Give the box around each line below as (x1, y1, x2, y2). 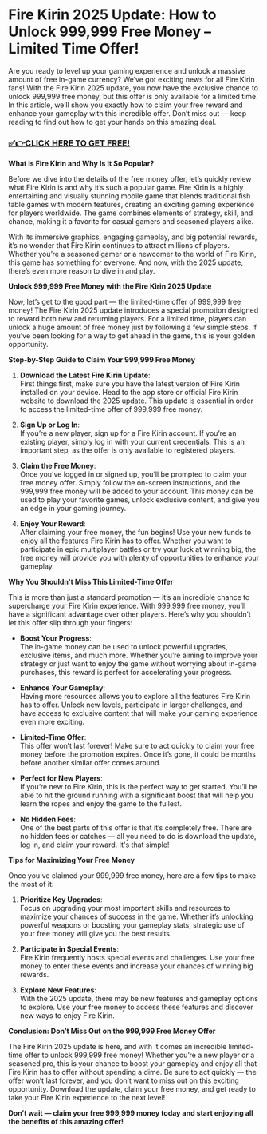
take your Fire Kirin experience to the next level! (8, 1093, 166, 1103)
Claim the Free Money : (19, 461, 96, 471)
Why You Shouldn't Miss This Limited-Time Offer (8, 577, 174, 587)
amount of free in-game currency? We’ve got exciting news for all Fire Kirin (8, 74, 255, 84)
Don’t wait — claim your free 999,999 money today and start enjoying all (8, 1108, 253, 1118)
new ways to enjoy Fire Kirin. (19, 1011, 116, 1020)
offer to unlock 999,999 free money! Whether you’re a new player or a (24, 1050, 255, 1060)
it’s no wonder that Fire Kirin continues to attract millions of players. (8, 241, 230, 250)
